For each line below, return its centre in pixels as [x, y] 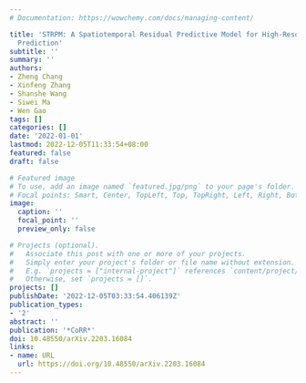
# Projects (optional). [55, 245]
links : [22, 347]
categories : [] [38, 128]
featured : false [40, 153]
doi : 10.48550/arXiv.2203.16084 [71, 338]
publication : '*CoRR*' [52, 330]
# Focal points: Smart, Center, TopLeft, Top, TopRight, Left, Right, [146, 195]
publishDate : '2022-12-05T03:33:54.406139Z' [95, 296]
